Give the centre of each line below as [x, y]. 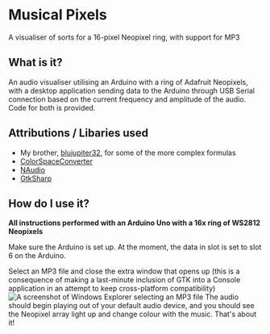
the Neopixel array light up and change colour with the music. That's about [133, 314]
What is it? [35, 63]
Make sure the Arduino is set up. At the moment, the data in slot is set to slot [135, 247]
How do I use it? [49, 203]
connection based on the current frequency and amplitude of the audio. [127, 99]
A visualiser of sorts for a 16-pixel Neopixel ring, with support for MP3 [124, 37]
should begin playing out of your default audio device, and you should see [132, 306]
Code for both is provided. [52, 107]
